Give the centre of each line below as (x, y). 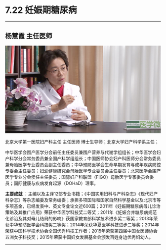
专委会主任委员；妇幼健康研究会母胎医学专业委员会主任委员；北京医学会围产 (83, 171)
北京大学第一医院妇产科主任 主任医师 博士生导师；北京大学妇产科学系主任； (82, 142)
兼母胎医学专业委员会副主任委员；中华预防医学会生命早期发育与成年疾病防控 (83, 165)
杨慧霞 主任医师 (29, 36)
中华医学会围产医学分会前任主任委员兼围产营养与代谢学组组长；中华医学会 (81, 152)
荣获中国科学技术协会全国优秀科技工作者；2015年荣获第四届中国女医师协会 (82, 231)
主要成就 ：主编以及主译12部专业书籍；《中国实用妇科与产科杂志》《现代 (77, 194)
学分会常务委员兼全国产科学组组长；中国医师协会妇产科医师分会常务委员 (87, 158)
